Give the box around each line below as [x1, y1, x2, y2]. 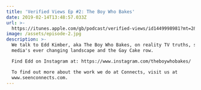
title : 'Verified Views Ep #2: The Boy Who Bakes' [6, 8, 135, 15]
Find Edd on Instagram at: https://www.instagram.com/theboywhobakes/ [11, 58, 191, 64]
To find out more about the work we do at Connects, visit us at [11, 69, 178, 75]
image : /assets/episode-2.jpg [6, 31, 82, 37]
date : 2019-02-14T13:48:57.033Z [6, 14, 87, 20]
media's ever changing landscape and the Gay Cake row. [11, 48, 154, 54]
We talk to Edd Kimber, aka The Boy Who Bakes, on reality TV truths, [11, 42, 191, 48]
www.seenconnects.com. [11, 75, 68, 80]
